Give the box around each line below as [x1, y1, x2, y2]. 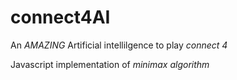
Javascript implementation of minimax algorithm [10, 58, 210, 70]
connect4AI [10, 6, 111, 29]
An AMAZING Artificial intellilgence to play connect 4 [10, 39, 228, 51]
